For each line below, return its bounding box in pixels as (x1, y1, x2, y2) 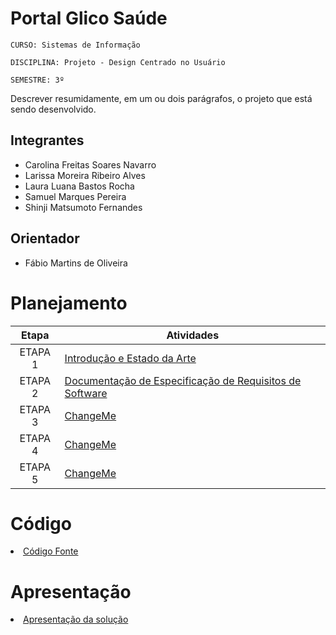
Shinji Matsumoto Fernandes (24, 201, 143, 213)
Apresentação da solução (23, 613, 129, 626)
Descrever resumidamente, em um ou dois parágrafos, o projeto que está (10, 92, 313, 104)
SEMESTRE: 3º (10, 75, 65, 85)
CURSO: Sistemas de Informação (10, 40, 141, 50)
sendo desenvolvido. (10, 103, 97, 115)
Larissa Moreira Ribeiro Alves (24, 169, 146, 181)
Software (64, 386, 108, 400)
